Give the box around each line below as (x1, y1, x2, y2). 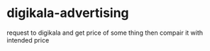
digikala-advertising (6, 5, 129, 21)
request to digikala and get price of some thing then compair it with (6, 28, 204, 37)
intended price (6, 35, 50, 44)
